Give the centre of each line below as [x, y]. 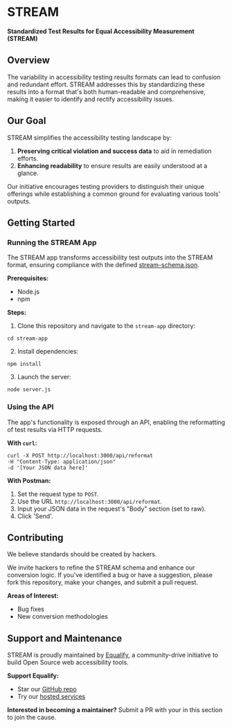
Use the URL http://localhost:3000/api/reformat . [90, 501]
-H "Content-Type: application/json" [62, 462]
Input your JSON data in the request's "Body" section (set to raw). [111, 509]
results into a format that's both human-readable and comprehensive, [106, 91]
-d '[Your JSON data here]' [48, 468]
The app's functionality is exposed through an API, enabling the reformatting [116, 422]
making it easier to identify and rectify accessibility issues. [91, 99]
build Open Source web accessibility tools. [68, 662]
